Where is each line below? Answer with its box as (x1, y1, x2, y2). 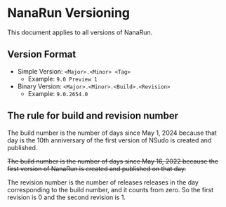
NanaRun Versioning (7, 5, 131, 21)
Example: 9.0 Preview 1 (27, 74, 98, 83)
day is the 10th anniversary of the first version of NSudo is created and (7, 135, 212, 145)
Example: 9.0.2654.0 (27, 89, 88, 98)
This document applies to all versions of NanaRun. (7, 28, 153, 36)
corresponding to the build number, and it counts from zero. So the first (7, 185, 214, 194)
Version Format (7, 48, 77, 60)
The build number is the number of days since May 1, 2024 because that (7, 128, 218, 137)
